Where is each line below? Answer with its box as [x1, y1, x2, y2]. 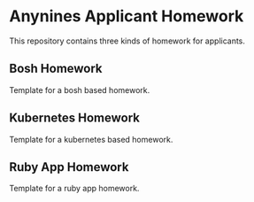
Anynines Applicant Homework [9, 6, 244, 27]
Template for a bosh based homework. [9, 84, 150, 95]
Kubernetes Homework [9, 111, 140, 126]
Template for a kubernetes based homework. [9, 134, 173, 144]
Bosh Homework [9, 61, 104, 76]
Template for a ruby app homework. [9, 183, 140, 194]
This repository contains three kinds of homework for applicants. [9, 35, 246, 46]
